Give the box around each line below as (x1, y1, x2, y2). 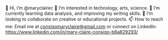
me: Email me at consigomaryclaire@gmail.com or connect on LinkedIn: (5, 24, 157, 29)
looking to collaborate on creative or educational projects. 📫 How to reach (5, 16, 163, 22)
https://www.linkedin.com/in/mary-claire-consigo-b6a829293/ (5, 29, 138, 35)
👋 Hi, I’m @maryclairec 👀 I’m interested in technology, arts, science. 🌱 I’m (5, 5, 160, 11)
